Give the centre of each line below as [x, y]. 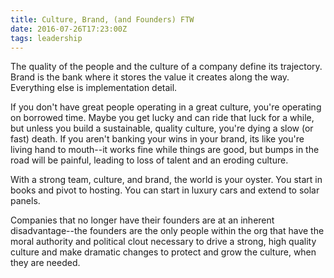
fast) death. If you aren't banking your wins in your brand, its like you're [157, 139]
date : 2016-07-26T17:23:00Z [69, 29]
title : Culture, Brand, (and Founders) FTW [102, 19]
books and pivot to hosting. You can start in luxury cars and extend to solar [165, 190]
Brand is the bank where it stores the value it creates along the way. [150, 77]
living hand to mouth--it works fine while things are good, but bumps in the [165, 150]
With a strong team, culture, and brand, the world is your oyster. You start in [166, 180]
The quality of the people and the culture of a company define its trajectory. [166, 67]
